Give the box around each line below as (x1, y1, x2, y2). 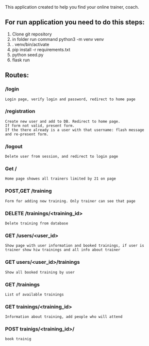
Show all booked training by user (5, 270, 75, 274)
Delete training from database (5, 221, 68, 226)
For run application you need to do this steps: (5, 18, 145, 26)
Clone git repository (12, 31, 52, 37)
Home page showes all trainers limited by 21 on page (5, 176, 116, 182)
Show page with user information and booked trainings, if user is (5, 243, 145, 248)
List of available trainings (5, 292, 64, 297)
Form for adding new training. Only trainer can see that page (5, 199, 136, 203)
